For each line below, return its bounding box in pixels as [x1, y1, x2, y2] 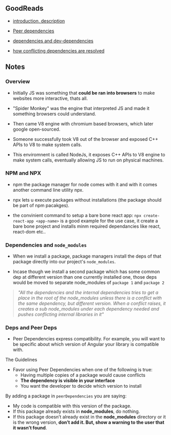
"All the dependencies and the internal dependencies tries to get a [17, 289, 159, 296]
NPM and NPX [5, 170, 42, 177]
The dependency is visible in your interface [20, 377, 116, 384]
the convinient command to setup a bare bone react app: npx [12, 212, 142, 218]
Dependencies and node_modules [5, 241, 87, 248]
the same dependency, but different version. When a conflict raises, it [17, 300, 166, 306]
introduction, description [12, 17, 65, 24]
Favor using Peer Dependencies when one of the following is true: [12, 367, 153, 373]
